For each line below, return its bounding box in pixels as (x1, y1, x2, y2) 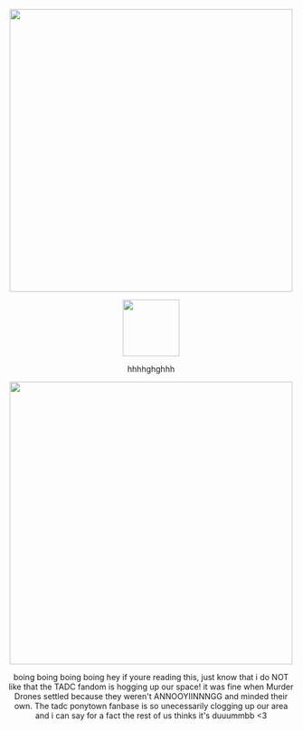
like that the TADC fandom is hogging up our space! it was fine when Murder (8, 681, 294, 692)
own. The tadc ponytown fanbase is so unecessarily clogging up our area (14, 701, 289, 711)
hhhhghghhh (127, 364, 175, 374)
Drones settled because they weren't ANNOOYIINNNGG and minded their (14, 691, 289, 701)
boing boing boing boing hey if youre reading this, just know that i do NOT (13, 672, 289, 682)
